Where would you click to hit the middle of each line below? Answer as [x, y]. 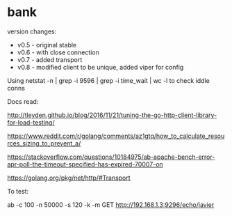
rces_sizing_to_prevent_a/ [44, 143]
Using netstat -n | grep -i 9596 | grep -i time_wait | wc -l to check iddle [108, 80]
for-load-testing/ [31, 122]
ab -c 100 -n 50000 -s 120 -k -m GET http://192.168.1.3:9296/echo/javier [111, 205]
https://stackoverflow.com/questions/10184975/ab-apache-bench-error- [111, 157]
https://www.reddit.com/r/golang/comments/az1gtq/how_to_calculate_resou [116, 136]
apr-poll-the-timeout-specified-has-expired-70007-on [85, 164]
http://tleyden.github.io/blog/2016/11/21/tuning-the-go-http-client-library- [112, 115]
